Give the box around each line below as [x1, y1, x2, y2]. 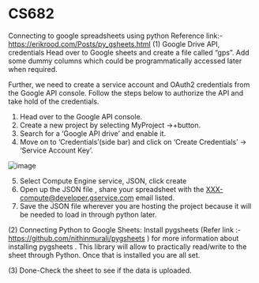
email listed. [135, 193, 175, 202]
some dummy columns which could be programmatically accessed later [8, 56, 242, 66]
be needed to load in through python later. [19, 209, 157, 219]
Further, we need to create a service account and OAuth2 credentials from [8, 80, 250, 89]
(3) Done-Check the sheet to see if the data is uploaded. [8, 266, 192, 275]
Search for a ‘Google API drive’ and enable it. [19, 128, 166, 138]
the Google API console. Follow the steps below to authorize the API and [8, 88, 244, 97]
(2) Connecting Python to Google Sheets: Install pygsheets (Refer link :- [8, 225, 241, 234]
